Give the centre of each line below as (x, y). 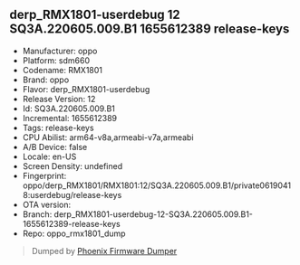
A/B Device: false (55, 147)
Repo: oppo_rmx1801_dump (74, 233)
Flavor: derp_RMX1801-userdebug (86, 89)
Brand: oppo (46, 80)
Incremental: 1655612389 (70, 118)
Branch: (37, 214)
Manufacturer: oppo (60, 51)
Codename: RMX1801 (62, 70)
